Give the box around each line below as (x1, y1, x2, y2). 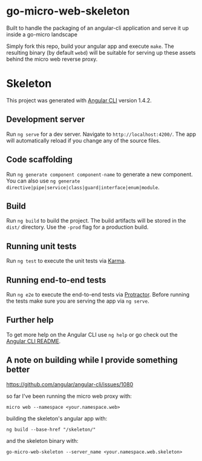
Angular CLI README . (6, 337, 61, 345)
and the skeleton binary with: (6, 437, 79, 444)
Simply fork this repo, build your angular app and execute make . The (6, 42, 174, 50)
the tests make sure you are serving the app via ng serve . (6, 297, 149, 305)
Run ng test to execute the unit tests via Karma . (6, 257, 126, 264)
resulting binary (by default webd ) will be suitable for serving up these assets (6, 49, 196, 56)
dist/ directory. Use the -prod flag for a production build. (6, 223, 149, 231)
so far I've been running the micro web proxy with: (6, 392, 132, 400)
